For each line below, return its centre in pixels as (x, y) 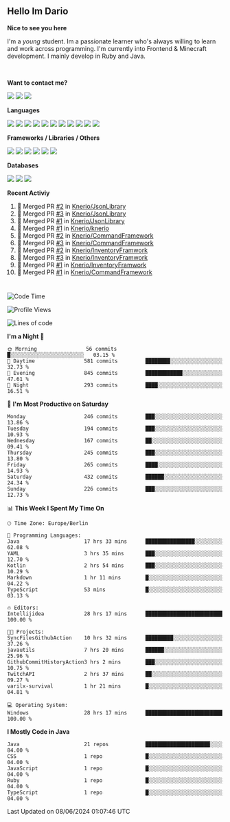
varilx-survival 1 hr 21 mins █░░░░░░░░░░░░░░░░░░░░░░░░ (115, 686)
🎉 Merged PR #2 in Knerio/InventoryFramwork (82, 250)
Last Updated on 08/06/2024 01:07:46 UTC (69, 811)
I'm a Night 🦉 (26, 336)
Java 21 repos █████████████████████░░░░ (115, 744)
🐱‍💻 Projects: (26, 632)
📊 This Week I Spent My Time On (56, 508)
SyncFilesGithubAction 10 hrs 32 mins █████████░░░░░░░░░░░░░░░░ (115, 638)
